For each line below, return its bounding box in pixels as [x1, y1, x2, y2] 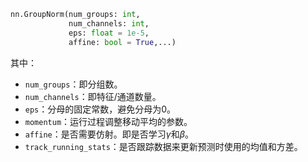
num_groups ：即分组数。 [24, 78, 123, 90]
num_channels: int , [68, 18, 150, 29]
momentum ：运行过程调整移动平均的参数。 [24, 115, 193, 127]
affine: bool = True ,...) [68, 37, 177, 47]
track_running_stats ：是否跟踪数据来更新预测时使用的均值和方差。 [24, 140, 303, 152]
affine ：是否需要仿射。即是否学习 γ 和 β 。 [24, 128, 194, 140]
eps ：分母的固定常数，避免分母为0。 [24, 103, 177, 115]
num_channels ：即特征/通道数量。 [24, 90, 162, 102]
